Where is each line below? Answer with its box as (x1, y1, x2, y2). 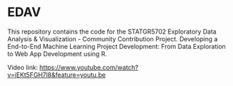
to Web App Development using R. (7, 50, 107, 58)
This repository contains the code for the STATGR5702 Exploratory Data (7, 27, 217, 36)
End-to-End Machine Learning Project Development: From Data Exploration (7, 42, 226, 50)
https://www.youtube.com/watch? (39, 63, 139, 71)
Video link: (7, 63, 38, 71)
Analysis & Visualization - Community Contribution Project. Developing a (7, 34, 218, 43)
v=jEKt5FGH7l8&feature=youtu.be (7, 71, 106, 79)
